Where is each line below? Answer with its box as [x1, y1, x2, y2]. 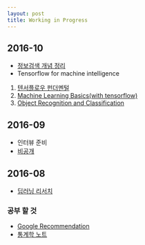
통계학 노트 [17, 230, 48, 239]
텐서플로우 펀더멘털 [17, 84, 70, 92]
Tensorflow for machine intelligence [17, 69, 119, 78]
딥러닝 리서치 [17, 187, 53, 195]
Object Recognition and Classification [17, 99, 124, 108]
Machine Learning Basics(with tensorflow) [17, 92, 138, 100]
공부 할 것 [7, 205, 37, 215]
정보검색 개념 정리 [17, 62, 66, 70]
